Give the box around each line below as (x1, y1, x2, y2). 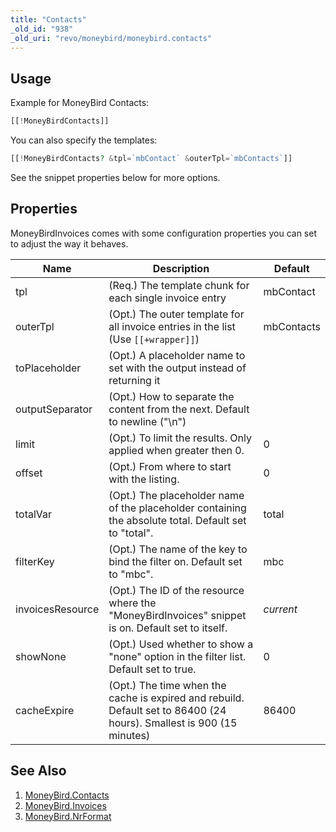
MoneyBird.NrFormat (24, 810, 112, 822)
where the (108, 596, 157, 610)
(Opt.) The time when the (108, 678, 227, 692)
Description (152, 261, 210, 275)
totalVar (15, 507, 53, 521)
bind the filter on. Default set (108, 554, 243, 568)
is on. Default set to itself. (108, 621, 228, 635)
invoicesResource (15, 602, 100, 616)
